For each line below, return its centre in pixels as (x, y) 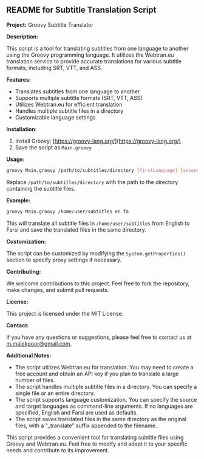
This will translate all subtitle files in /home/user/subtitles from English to (98, 223)
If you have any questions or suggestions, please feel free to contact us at (99, 337)
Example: (19, 200)
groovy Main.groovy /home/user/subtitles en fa (68, 212)
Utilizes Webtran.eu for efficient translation (69, 104)
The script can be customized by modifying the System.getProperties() (96, 253)
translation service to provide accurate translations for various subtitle (94, 61)
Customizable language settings (55, 117)
